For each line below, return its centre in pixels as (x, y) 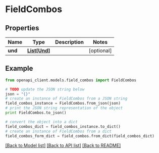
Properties (22, 28)
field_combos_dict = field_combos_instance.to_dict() (63, 126)
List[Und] (39, 50)
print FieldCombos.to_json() (36, 113)
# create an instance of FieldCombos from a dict (59, 131)
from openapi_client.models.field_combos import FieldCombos (71, 80)
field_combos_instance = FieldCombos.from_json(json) (63, 104)
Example (19, 68)
